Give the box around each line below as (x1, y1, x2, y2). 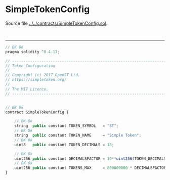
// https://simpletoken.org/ (5, 77, 67, 82)
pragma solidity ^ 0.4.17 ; (5, 49, 60, 54)
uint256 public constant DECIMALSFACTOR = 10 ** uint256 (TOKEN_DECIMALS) (14, 156, 168, 161)
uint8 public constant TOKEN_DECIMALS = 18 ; (14, 142, 114, 147)
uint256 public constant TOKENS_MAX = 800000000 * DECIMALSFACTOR (14, 165, 166, 170)
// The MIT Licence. (5, 86, 49, 92)
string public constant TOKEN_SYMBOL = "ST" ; (14, 123, 119, 128)
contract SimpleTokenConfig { (5, 110, 69, 115)
